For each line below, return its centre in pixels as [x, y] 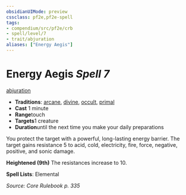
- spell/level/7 [26, 34]
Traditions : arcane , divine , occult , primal [64, 102]
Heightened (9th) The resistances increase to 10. [67, 162]
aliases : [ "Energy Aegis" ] [40, 45]
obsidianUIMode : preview [37, 12]
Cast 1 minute [31, 108]
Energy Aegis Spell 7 [58, 74]
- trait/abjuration [30, 39]
